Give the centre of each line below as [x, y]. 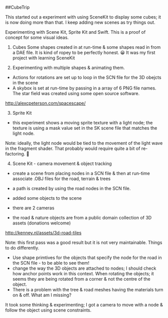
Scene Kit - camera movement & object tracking [62, 164]
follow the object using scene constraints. [48, 310]
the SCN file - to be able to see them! [51, 263]
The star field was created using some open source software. [76, 93]
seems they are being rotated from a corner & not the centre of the [81, 279]
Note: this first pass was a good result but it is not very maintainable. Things [84, 243]
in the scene [25, 83]
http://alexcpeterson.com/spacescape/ [46, 103]
